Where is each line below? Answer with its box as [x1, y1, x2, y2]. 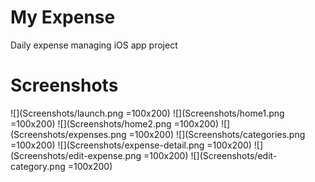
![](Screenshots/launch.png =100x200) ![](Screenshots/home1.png [10, 107, 285, 119]
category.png [10, 160, 66, 172]
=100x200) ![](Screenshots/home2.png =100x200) [10, 117, 220, 130]
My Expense [10, 6, 116, 29]
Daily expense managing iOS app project [10, 39, 178, 51]
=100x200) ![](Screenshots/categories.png [128, 128, 306, 140]
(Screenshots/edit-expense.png [10, 149, 142, 161]
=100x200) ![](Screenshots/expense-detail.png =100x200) [10, 139, 252, 151]
